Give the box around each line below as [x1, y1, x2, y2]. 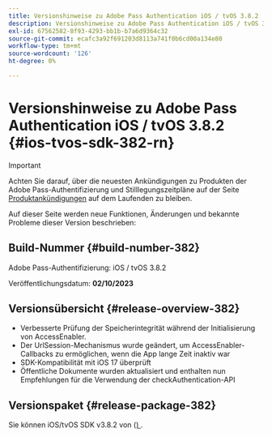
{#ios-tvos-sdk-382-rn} [8, 134, 176, 152]
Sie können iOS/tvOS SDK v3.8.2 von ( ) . [8, 420, 143, 430]
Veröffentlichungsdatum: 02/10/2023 [8, 278, 134, 288]
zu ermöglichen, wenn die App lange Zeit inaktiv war [55, 349, 231, 359]
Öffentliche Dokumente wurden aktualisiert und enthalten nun [19, 366, 226, 376]
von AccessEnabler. [19, 332, 87, 341]
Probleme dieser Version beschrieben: [8, 217, 136, 227]
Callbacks [19, 349, 54, 359]
